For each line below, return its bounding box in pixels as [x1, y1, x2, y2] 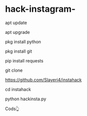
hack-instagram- [5, 3, 76, 15]
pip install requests [5, 58, 44, 63]
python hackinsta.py [5, 96, 47, 102]
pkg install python [5, 38, 41, 45]
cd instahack [5, 86, 31, 92]
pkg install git [5, 48, 32, 54]
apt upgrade [5, 29, 30, 35]
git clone [5, 67, 23, 73]
